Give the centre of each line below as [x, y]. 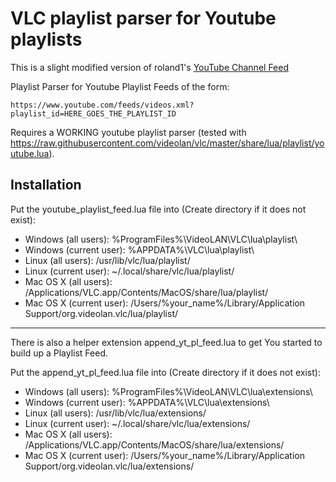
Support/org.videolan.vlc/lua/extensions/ [109, 466]
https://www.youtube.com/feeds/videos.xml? [102, 105]
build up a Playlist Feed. [59, 353]
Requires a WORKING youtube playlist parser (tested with [128, 132]
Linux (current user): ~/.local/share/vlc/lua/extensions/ [137, 423]
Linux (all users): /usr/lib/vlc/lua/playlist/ [107, 260]
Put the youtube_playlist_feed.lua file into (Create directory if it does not [158, 209]
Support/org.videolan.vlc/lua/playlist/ [101, 313]
